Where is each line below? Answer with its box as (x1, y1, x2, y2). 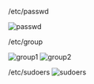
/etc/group (8, 37, 43, 46)
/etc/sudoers (8, 68, 51, 77)
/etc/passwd (8, 7, 49, 16)
